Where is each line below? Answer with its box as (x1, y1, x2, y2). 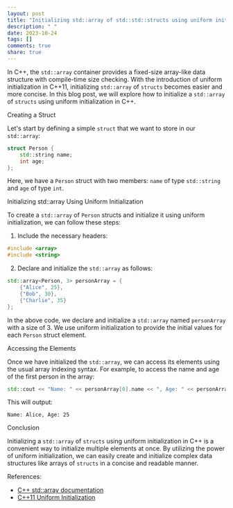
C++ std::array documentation (17, 486, 104, 494)
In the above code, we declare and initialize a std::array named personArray (7, 316, 226, 324)
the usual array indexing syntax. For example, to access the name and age (7, 365, 220, 373)
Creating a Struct (7, 110, 56, 119)
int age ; (19, 157, 45, 165)
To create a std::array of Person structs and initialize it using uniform (7, 211, 205, 219)
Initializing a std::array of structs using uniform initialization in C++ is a (7, 437, 214, 446)
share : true (7, 49, 42, 56)
